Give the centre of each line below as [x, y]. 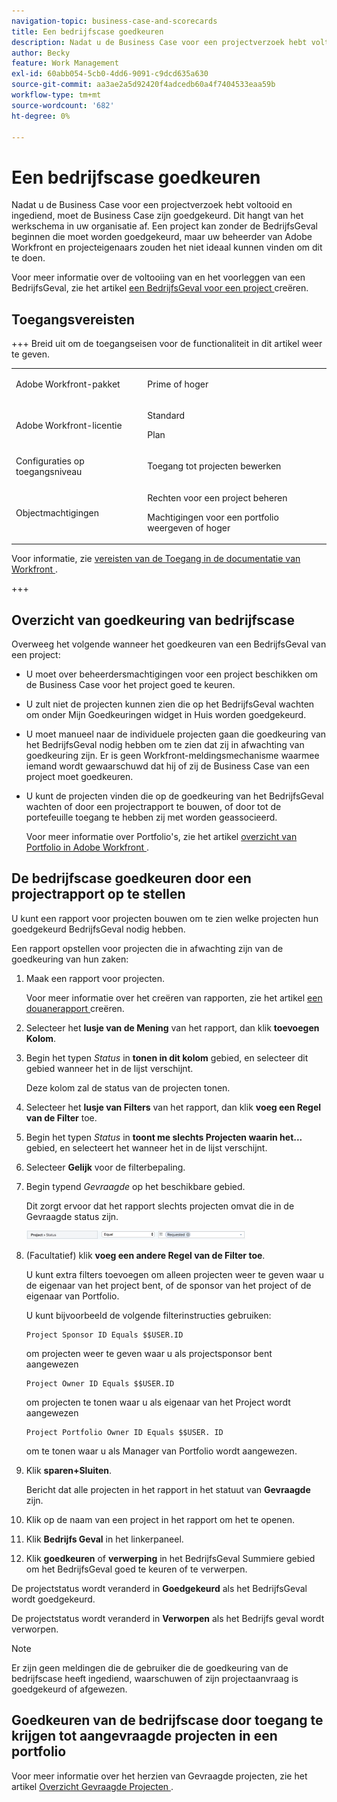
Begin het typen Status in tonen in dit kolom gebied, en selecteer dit [167, 1057]
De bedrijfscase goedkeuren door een [131, 878]
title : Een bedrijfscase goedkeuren [87, 31]
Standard [166, 416]
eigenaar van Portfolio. [72, 1296]
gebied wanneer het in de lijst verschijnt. [109, 1068]
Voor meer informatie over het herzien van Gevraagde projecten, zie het [159, 1776]
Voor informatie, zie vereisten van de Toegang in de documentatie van [156, 559]
